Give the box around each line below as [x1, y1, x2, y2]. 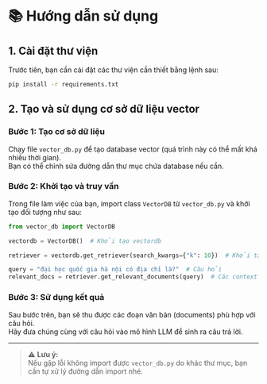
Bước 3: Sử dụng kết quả [8, 292, 105, 303]
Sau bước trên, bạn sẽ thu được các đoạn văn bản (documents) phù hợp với [8, 309, 256, 319]
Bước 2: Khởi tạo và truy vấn [8, 181, 119, 192]
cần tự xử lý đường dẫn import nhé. [27, 367, 143, 376]
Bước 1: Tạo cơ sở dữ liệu [8, 126, 106, 137]
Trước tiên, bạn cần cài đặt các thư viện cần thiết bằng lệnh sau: [8, 65, 219, 75]
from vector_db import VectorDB [8, 222, 115, 231]
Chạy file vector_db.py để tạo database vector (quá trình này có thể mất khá [8, 144, 258, 154]
